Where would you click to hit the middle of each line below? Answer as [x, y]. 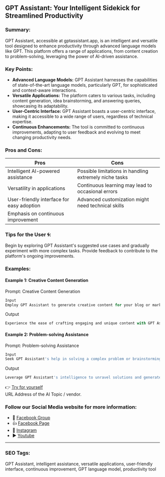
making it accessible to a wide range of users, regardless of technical [82, 116]
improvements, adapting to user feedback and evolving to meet [76, 132]
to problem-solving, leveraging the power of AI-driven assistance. [72, 56]
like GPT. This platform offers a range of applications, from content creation [82, 51]
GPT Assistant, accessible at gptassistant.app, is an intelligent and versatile [82, 40]
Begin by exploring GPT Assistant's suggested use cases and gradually [77, 245]
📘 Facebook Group [31, 418]
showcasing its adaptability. [40, 106]
